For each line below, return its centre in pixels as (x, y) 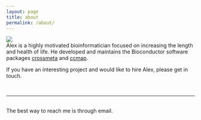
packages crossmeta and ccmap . (47, 58)
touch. (14, 76)
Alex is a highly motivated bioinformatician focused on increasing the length (100, 46)
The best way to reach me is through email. (60, 111)
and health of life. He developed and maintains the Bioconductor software (97, 52)
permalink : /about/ (31, 23)
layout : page (22, 12)
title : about (22, 17)
